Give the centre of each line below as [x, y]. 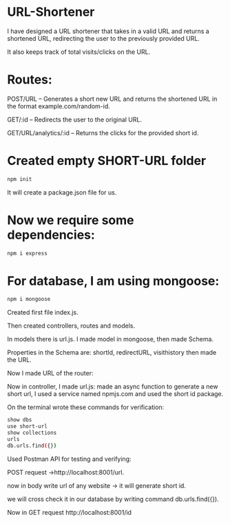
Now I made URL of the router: [50, 373]
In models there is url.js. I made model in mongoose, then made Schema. [111, 339]
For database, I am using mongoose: [113, 281]
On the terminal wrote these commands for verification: [86, 407]
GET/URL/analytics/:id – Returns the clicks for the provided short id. [103, 132]
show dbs [20, 420]
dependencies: [51, 235]
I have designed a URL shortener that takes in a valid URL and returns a [108, 31]
